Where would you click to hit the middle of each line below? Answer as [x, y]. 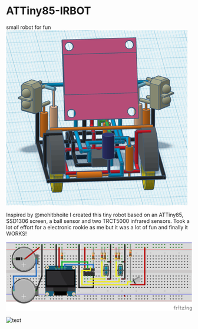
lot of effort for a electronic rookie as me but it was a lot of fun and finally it [97, 227]
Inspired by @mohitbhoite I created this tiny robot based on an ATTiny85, [95, 215]
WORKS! [16, 233]
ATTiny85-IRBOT [49, 11]
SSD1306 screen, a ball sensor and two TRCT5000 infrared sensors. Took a [98, 221]
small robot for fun [29, 27]
